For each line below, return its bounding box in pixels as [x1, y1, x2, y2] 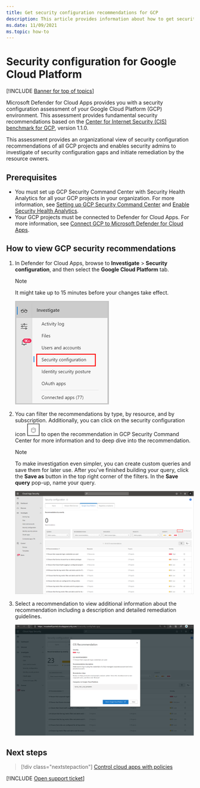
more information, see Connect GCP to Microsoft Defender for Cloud [14, 220, 183, 227]
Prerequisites [6, 172, 57, 182]
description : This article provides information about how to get [6, 16, 174, 22]
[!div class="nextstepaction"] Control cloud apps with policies [20, 764, 173, 771]
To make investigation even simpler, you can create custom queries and [14, 460, 191, 467]
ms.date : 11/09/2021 [6, 22, 58, 28]
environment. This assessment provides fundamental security [6, 112, 158, 119]
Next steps [6, 747, 48, 758]
